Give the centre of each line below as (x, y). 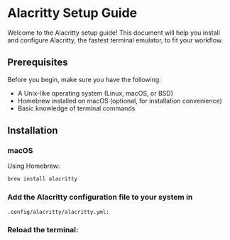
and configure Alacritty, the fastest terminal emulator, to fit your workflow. (115, 40)
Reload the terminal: (43, 229)
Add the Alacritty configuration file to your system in (100, 198)
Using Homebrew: (34, 166)
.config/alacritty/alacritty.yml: (59, 212)
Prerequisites (38, 63)
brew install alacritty (43, 179)
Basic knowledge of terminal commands (76, 108)
